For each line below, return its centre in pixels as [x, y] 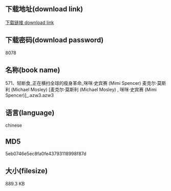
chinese [14, 125]
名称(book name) [33, 70]
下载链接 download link [30, 22]
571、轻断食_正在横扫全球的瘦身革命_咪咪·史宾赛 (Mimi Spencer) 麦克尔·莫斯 [86, 83]
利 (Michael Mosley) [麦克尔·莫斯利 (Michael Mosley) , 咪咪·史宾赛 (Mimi [81, 90]
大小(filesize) [26, 171]
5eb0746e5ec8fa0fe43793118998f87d [46, 154]
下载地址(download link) [44, 9]
